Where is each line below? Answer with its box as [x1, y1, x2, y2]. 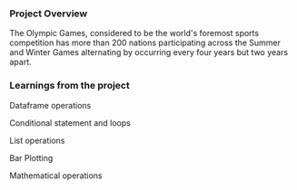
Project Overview [9, 7, 88, 20]
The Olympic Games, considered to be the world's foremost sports [9, 28, 260, 39]
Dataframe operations [9, 100, 92, 110]
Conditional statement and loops [9, 117, 132, 128]
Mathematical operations [9, 170, 103, 181]
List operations [9, 135, 65, 146]
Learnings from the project [9, 80, 130, 92]
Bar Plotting [9, 152, 54, 163]
